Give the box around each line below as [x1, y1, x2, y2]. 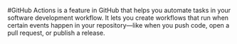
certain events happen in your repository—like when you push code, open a [7, 21, 230, 29]
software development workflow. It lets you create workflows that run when [7, 13, 229, 22]
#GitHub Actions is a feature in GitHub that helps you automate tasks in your [7, 6, 231, 14]
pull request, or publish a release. [7, 28, 105, 37]
